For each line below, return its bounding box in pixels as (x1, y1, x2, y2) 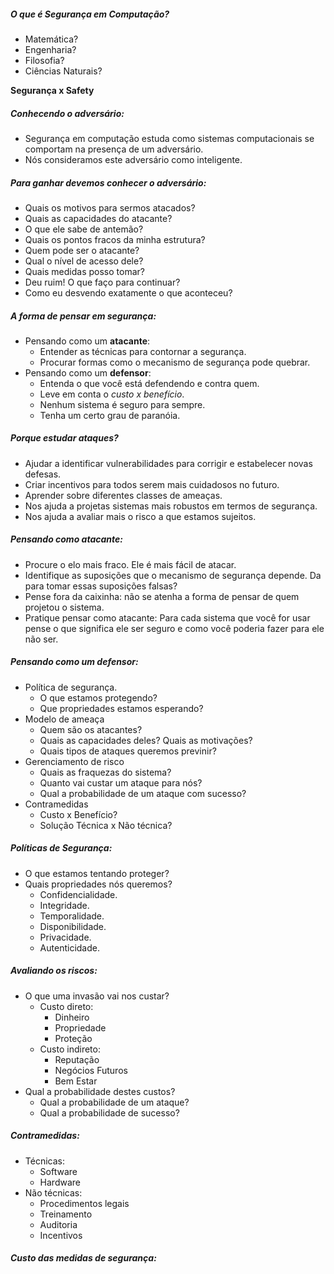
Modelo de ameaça (24, 713, 105, 725)
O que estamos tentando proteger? (24, 867, 170, 879)
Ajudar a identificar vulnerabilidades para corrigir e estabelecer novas (24, 457, 313, 469)
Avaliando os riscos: (10, 965, 98, 977)
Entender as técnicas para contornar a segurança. (39, 345, 247, 357)
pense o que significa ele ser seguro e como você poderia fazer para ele (24, 622, 325, 634)
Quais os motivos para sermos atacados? (24, 201, 196, 214)
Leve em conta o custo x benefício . (39, 388, 185, 400)
